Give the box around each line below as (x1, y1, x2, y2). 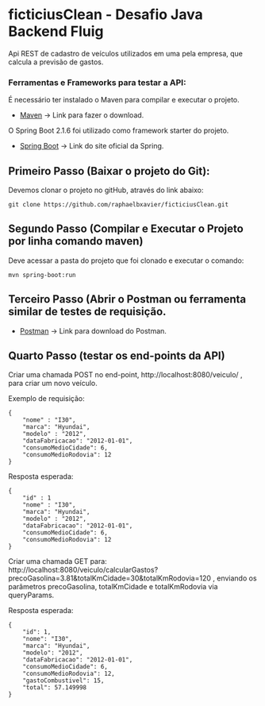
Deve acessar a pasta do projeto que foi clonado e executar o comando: (8, 256, 244, 265)
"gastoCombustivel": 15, (22, 677, 105, 685)
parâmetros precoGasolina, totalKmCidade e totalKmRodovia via (8, 582, 218, 592)
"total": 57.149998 (22, 684, 87, 692)
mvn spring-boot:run (8, 271, 77, 279)
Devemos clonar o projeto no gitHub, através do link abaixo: (8, 185, 204, 195)
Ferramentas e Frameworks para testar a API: (8, 77, 186, 88)
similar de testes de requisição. (8, 305, 167, 318)
